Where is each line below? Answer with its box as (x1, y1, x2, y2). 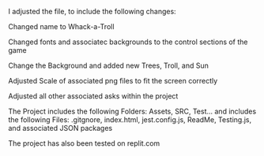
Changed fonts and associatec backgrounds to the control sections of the (8, 37, 248, 46)
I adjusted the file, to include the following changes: (8, 7, 176, 16)
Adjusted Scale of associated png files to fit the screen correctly (8, 76, 218, 85)
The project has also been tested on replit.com (8, 139, 160, 148)
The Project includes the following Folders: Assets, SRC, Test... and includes (8, 106, 257, 116)
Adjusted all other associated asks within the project (8, 91, 179, 101)
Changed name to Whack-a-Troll (8, 22, 115, 31)
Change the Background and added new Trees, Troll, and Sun (8, 61, 209, 70)
